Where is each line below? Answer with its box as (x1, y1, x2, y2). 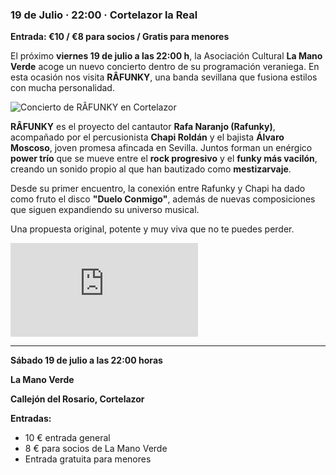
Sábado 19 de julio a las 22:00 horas (10, 354, 163, 367)
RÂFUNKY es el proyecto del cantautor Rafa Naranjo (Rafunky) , (10, 121, 276, 133)
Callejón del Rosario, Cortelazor (10, 393, 145, 405)
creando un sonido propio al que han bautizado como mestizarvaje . (10, 163, 292, 175)
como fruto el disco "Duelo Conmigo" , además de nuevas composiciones (10, 193, 316, 205)
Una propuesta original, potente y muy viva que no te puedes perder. (10, 223, 295, 235)
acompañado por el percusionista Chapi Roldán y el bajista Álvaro (10, 131, 285, 143)
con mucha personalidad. (10, 82, 115, 94)
